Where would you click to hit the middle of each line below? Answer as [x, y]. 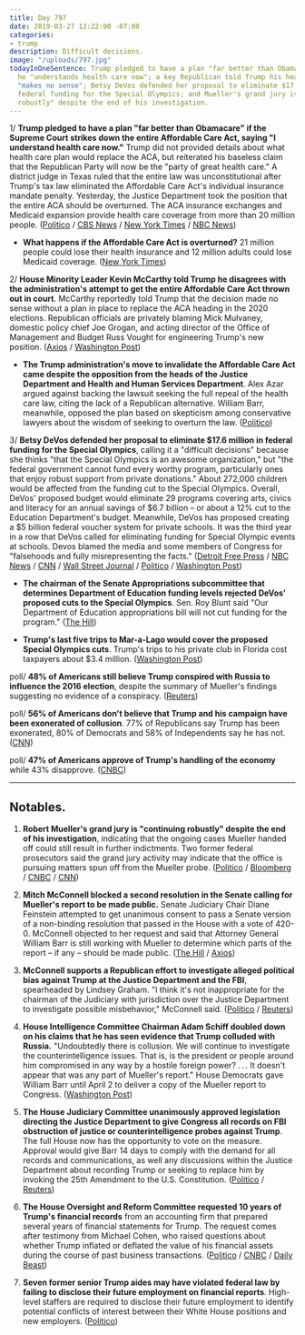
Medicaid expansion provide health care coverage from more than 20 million [152, 216]
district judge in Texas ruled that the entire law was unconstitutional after [145, 176]
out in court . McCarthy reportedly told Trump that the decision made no [144, 299]
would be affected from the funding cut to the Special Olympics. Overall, [145, 488]
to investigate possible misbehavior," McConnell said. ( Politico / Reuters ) [158, 1009]
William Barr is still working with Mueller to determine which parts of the [157, 943]
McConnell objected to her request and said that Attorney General [155, 934]
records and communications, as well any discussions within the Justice [157, 1160]
